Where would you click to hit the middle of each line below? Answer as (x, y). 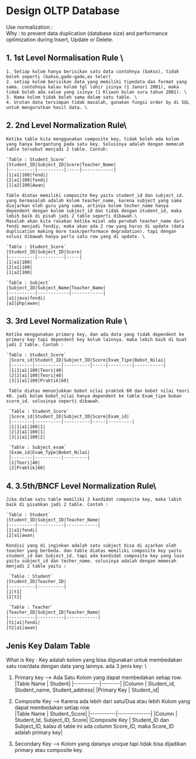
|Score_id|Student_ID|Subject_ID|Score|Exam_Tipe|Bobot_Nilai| (87, 360)
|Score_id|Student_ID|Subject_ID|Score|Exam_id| (69, 417)
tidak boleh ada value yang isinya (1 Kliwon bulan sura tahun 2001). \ (97, 92)
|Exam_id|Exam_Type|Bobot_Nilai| (49, 453)
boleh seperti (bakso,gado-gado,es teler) (59, 77)
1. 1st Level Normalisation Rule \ (65, 58)
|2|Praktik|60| (27, 468)
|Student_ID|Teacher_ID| (36, 582)
